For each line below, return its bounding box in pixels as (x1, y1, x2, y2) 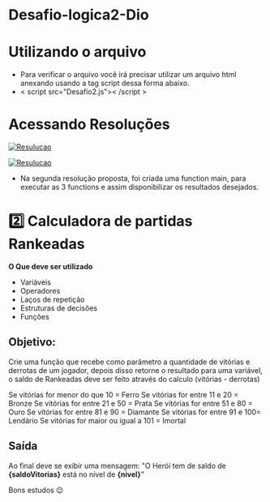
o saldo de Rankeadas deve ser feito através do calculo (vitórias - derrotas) (8, 374, 260, 384)
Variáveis (19, 277, 51, 287)
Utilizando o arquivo (8, 43, 147, 62)
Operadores (19, 286, 61, 295)
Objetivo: (8, 335, 57, 350)
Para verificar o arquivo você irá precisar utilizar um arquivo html (19, 70, 237, 79)
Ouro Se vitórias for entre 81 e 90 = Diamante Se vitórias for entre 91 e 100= (8, 407, 262, 417)
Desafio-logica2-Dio (8, 6, 149, 24)
